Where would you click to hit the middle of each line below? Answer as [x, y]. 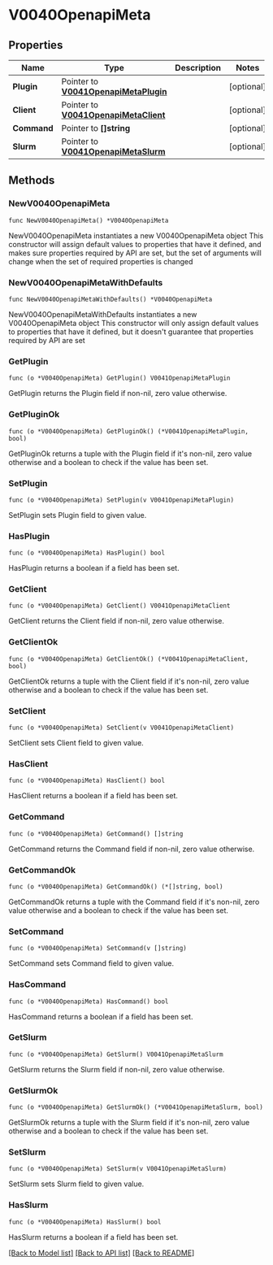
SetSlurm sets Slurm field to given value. [76, 1184]
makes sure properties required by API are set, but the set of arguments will [135, 253]
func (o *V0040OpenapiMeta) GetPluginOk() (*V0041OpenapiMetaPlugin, [129, 431]
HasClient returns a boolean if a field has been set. [93, 796]
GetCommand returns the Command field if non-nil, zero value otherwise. [132, 849]
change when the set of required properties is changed [101, 261]
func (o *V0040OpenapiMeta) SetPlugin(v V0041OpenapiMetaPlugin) [121, 500]
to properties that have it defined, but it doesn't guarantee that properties [131, 332]
